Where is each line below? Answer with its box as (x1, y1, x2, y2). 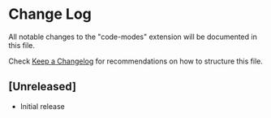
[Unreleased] (8, 80, 77, 94)
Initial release (19, 101, 65, 111)
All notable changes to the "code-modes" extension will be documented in (8, 32, 257, 42)
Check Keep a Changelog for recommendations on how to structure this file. (8, 56, 264, 66)
